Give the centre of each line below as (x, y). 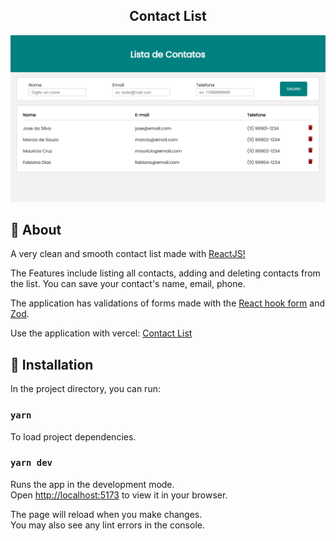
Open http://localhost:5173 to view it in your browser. (119, 495)
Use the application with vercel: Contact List (101, 333)
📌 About (36, 229)
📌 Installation (52, 364)
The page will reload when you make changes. (106, 514)
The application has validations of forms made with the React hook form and (167, 303)
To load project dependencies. (73, 436)
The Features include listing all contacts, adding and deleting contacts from (165, 273)
